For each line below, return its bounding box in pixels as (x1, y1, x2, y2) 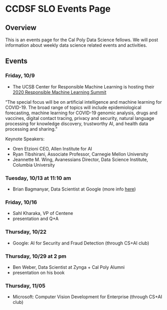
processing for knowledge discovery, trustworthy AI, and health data (5, 120, 148, 127)
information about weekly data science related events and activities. (5, 42, 147, 48)
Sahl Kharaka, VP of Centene (12, 210, 73, 216)
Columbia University (12, 162, 55, 168)
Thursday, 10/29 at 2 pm (5, 253, 67, 260)
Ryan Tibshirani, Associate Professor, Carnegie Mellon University (12, 151, 148, 157)
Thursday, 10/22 (5, 228, 47, 235)
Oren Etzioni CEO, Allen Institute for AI (12, 145, 93, 151)
